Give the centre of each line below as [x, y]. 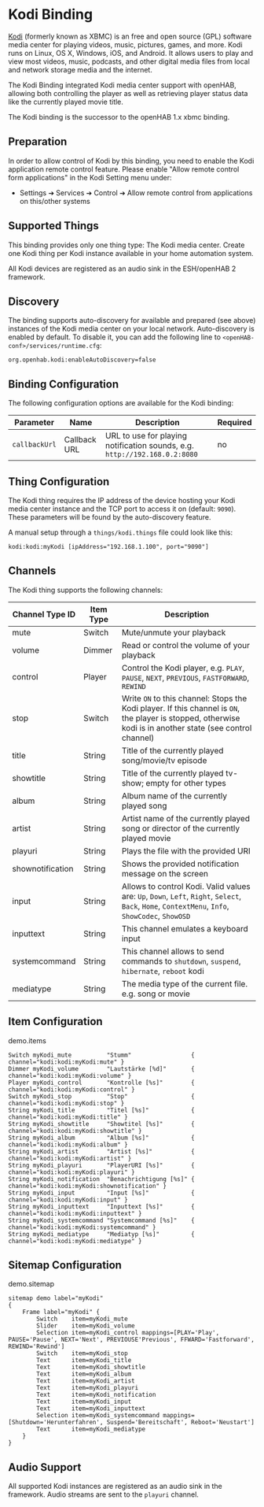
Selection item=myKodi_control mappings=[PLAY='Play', [128, 1333]
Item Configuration [56, 1022]
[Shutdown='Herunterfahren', [56, 1423]
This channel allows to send [173, 951]
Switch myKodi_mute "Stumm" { [101, 1055]
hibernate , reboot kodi [163, 971]
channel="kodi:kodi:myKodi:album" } [68, 1144]
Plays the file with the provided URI [186, 850]
